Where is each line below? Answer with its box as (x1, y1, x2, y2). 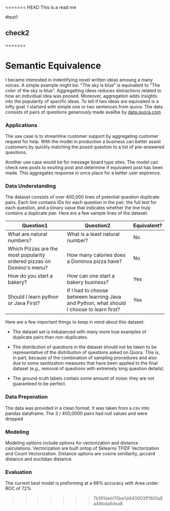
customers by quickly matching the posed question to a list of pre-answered (5, 144, 164, 150)
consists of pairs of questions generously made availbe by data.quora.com (5, 109, 161, 115)
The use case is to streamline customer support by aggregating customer (5, 133, 158, 139)
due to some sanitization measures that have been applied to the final (12, 360, 158, 366)
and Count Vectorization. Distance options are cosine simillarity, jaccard (5, 450, 155, 456)
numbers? (8, 237, 32, 244)
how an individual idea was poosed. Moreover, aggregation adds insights (5, 93, 158, 99)
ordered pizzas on (8, 258, 51, 265)
